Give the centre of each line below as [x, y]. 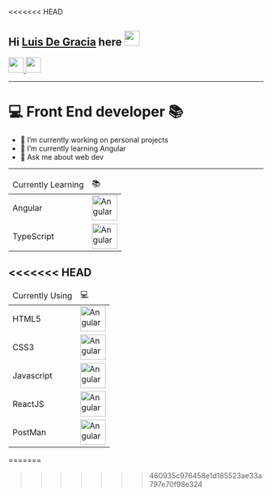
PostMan [30, 432]
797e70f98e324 [176, 484]
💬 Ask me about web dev [62, 156]
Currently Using [42, 296]
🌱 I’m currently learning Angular [73, 148]
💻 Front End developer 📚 [96, 112]
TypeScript [33, 236]
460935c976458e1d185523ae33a [206, 475]
